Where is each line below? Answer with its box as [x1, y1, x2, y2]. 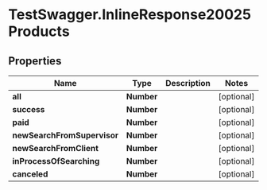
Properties [8, 54, 62, 68]
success [12, 104, 45, 114]
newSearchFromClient [12, 143, 99, 153]
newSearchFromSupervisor [12, 130, 119, 141]
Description [165, 78, 211, 88]
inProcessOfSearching [12, 156, 100, 166]
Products [8, 22, 70, 41]
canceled [12, 169, 48, 180]
